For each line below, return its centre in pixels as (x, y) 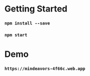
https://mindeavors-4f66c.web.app (45, 69)
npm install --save (27, 23)
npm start (16, 35)
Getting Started (36, 9)
